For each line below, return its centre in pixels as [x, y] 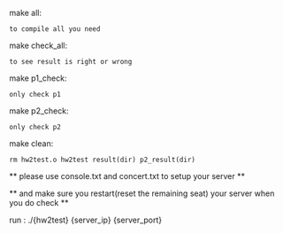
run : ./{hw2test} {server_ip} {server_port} [86, 220]
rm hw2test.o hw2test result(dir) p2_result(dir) [103, 160]
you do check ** [39, 203]
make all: [26, 13]
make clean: [31, 144]
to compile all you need [55, 29]
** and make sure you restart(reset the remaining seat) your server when [142, 193]
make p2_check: [39, 111]
